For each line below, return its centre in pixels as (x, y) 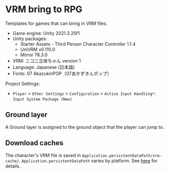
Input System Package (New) (42, 99)
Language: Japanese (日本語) (44, 67)
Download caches (34, 143)
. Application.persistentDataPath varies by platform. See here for (88, 160)
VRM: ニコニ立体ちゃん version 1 (47, 61)
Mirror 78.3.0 (34, 55)
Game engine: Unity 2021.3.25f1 (46, 33)
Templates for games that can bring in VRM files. (57, 23)
